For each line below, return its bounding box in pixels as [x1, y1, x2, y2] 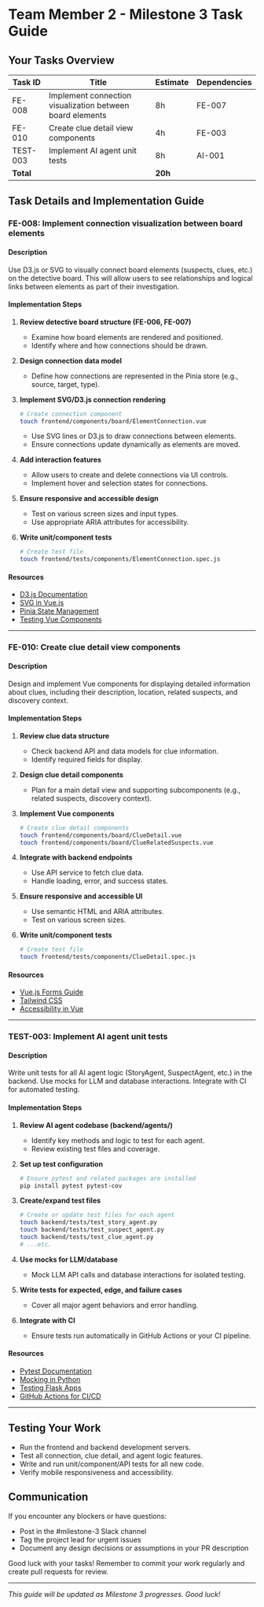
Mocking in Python [19, 1374, 81, 1384]
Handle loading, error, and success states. [31, 876, 169, 886]
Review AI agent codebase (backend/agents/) [19, 1120, 173, 1130]
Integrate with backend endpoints [19, 853, 133, 862]
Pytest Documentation [19, 1366, 92, 1376]
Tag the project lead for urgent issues [19, 1535, 141, 1544]
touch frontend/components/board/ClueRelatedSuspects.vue [19, 839, 214, 846]
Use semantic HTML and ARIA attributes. [31, 907, 164, 916]
